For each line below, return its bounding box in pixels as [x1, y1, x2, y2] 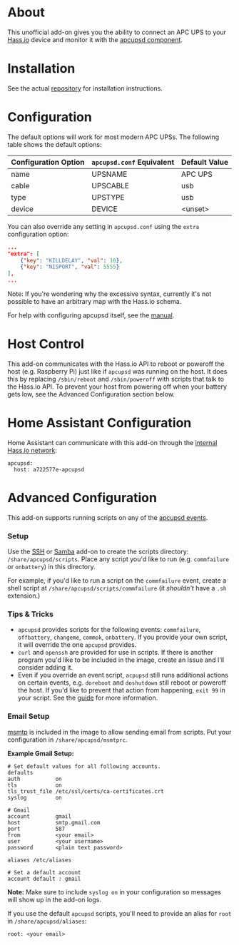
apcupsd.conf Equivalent [91, 157, 175, 167]
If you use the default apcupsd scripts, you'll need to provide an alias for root [7, 909, 232, 917]
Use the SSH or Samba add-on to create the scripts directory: [7, 547, 189, 556]
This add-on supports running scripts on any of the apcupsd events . [7, 513, 208, 521]
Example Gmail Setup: [7, 749, 74, 757]
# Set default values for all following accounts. [7, 762, 161, 770]
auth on [7, 775, 62, 782]
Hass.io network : [7, 446, 57, 454]
